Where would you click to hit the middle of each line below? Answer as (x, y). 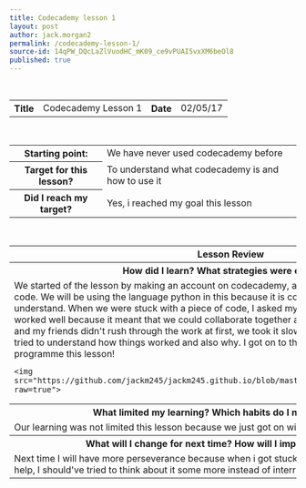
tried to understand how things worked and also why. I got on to (150, 342)
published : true (40, 60)
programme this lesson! (65, 354)
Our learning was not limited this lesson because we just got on (149, 427)
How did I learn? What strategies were (208, 271)
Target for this (56, 170)
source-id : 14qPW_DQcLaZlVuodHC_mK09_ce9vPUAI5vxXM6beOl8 (122, 52)
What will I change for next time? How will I (181, 444)
